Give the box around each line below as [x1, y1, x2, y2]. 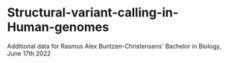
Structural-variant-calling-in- [7, 5, 179, 21]
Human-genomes [7, 19, 110, 35]
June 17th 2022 [7, 49, 51, 58]
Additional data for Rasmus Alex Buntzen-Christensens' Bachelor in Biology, [7, 42, 222, 50]
